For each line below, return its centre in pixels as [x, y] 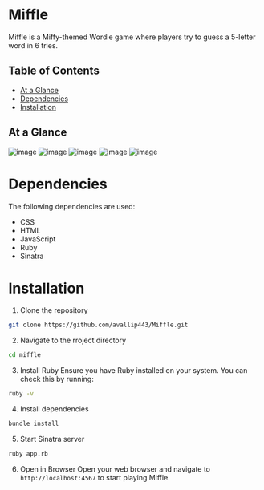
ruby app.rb [28, 454]
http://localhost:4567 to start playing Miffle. [95, 477]
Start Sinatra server [52, 439]
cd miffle [25, 355]
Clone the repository [54, 310]
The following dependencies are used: [72, 206]
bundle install [34, 424]
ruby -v [21, 394]
